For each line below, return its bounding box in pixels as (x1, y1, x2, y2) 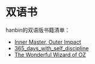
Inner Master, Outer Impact (14, 38, 82, 45)
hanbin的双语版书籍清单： (5, 26, 70, 33)
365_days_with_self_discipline (14, 44, 89, 51)
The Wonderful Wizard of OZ (14, 51, 87, 58)
